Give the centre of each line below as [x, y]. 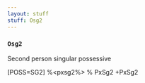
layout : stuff [28, 14]
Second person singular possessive [59, 58]
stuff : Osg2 [25, 20]
